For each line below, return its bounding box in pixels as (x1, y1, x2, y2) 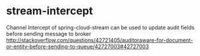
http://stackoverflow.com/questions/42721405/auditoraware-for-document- (6, 36, 193, 43)
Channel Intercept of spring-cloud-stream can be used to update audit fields (6, 24, 195, 31)
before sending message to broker (6, 30, 91, 37)
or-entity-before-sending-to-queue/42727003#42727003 (6, 43, 149, 50)
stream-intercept (6, 4, 93, 18)
